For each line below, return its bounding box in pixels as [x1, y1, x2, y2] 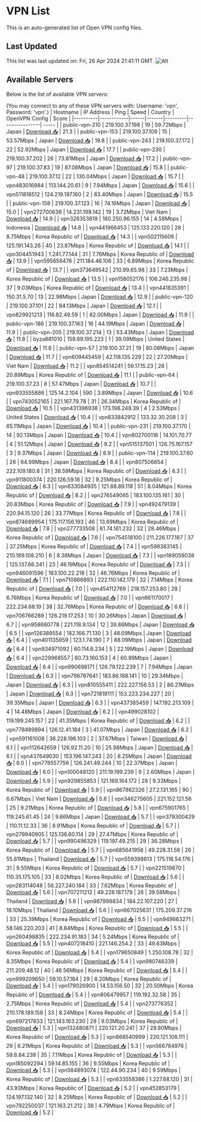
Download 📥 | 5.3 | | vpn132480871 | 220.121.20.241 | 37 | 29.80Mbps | [6, 1024, 182, 1031]
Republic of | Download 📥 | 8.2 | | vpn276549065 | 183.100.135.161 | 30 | [6, 492, 184, 499]
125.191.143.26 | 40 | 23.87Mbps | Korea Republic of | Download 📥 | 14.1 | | [6, 242, 190, 249]
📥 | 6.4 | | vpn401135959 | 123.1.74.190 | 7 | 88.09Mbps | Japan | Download [6, 636, 192, 644]
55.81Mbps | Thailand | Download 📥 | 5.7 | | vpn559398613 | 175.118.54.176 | [6, 855, 194, 862]
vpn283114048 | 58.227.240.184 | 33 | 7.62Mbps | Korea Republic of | [6, 882, 176, 889]
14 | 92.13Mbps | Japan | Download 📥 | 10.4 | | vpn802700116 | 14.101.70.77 [6, 431, 193, 438]
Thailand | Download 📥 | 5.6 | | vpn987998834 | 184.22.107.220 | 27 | [6, 897, 178, 904]
